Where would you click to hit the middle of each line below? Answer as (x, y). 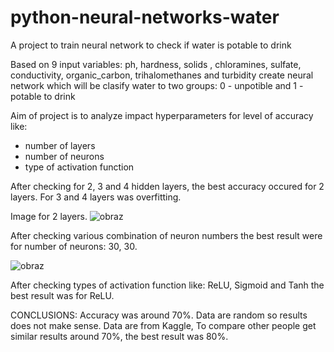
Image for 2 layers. (49, 216)
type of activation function (79, 167)
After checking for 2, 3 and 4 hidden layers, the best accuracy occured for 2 (167, 186)
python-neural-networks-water (145, 17)
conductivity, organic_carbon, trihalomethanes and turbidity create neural (162, 75)
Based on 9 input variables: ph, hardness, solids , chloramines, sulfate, (156, 64)
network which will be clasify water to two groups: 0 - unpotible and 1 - (157, 85)
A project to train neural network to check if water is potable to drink (151, 45)
